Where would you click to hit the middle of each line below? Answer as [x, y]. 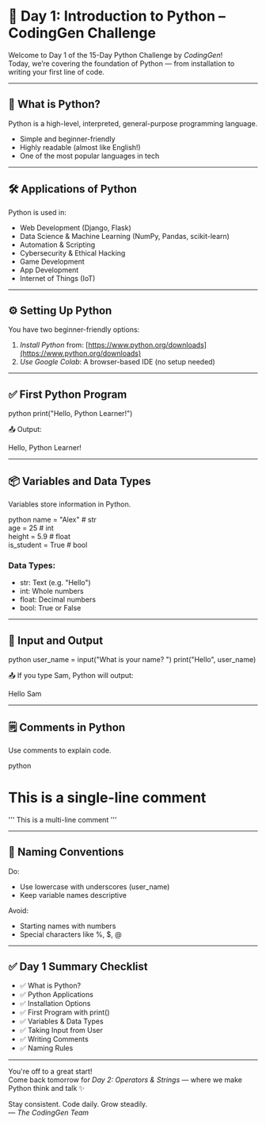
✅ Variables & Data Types [62, 1021]
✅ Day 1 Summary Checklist [78, 967]
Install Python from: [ [54, 345]
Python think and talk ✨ [47, 1088]
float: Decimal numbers [58, 599]
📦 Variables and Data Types [80, 481]
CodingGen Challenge [82, 33]
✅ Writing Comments [54, 1039]
